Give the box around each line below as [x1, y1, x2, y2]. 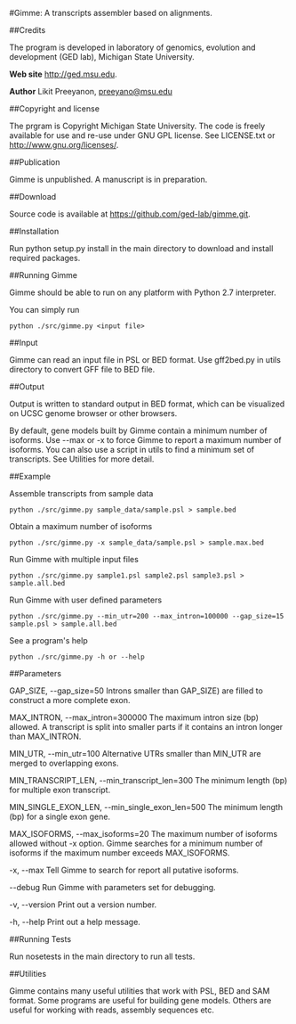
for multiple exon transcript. [9, 784, 111, 795]
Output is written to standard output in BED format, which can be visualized [9, 398, 285, 409]
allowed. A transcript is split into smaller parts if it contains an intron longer [9, 722, 284, 732]
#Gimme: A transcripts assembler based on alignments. [9, 8, 213, 18]
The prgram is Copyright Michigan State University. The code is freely [9, 120, 266, 131]
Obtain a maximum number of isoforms [9, 521, 153, 531]
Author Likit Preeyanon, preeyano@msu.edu [9, 86, 173, 96]
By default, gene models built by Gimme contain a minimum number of [9, 425, 268, 436]
